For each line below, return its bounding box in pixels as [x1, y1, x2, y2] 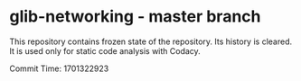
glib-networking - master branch [9, 6, 261, 27]
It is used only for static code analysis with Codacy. [9, 45, 201, 56]
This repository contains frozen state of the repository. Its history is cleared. [9, 36, 292, 47]
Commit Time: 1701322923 [9, 63, 109, 74]
